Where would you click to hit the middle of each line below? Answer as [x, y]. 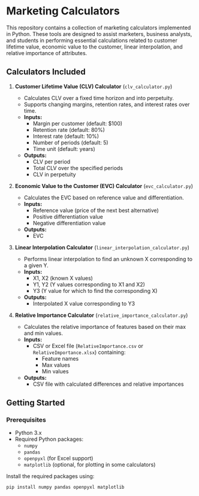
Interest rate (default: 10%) [66, 136]
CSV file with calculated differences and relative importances [108, 384]
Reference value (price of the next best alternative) [96, 210]
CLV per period [52, 161]
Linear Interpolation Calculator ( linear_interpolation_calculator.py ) [102, 247]
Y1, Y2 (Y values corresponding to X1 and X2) [89, 284]
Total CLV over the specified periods [78, 168]
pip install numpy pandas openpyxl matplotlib [65, 487]
